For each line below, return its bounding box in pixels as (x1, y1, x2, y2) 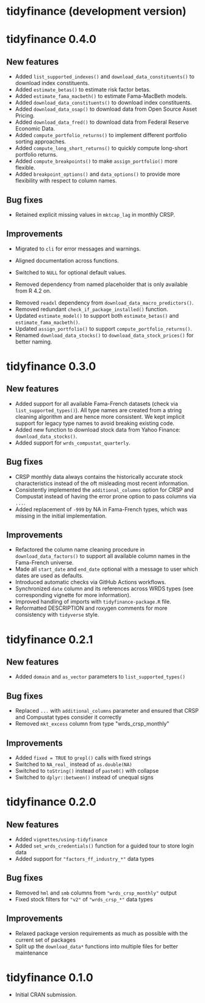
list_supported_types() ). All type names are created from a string (15, 406, 182, 414)
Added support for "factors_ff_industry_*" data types (15, 855, 154, 863)
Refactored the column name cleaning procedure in (15, 546, 145, 554)
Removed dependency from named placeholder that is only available (15, 280, 188, 288)
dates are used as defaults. (15, 572, 84, 579)
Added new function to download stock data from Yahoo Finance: (15, 426, 181, 433)
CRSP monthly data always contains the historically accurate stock (15, 473, 183, 480)
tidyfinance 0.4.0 (6, 32, 96, 47)
